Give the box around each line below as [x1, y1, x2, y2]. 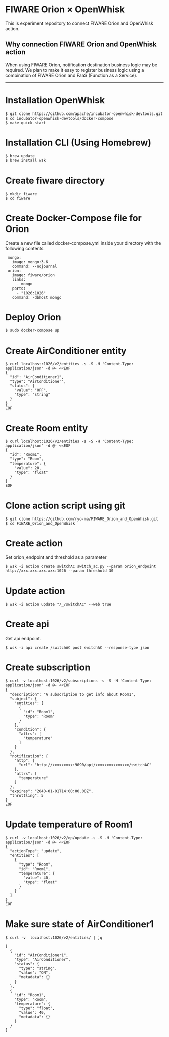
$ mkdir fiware [5, 191, 37, 196]
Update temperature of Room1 [5, 819, 133, 830]
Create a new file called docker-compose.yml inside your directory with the [5, 240, 161, 246]
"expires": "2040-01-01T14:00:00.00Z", [10, 789, 94, 794]
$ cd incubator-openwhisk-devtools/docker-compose [5, 116, 114, 121]
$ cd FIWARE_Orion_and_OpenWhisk [5, 521, 75, 526]
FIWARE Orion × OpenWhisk [5, 4, 125, 15]
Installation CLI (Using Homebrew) [5, 137, 152, 148]
